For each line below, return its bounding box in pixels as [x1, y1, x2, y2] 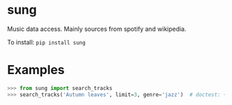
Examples [7, 62, 65, 78]
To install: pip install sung [7, 38, 86, 46]
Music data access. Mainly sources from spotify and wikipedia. [7, 25, 186, 33]
